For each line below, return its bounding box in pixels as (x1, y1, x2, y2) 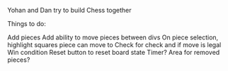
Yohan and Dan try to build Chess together (7, 6, 132, 14)
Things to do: (7, 20, 46, 27)
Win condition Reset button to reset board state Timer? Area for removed (7, 49, 220, 56)
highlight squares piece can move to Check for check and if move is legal (7, 41, 222, 49)
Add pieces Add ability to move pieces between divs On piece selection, (7, 33, 219, 41)
